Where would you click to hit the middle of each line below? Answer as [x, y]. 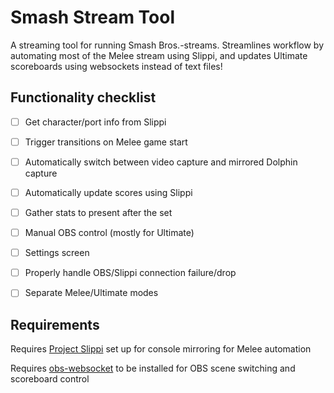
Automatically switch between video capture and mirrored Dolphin [161, 162]
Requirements [55, 324]
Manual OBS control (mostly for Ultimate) [109, 233]
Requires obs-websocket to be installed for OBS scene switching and [153, 368]
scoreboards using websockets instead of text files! [116, 66]
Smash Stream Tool [93, 17]
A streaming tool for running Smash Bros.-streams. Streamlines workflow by [167, 45]
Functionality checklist [83, 97]
